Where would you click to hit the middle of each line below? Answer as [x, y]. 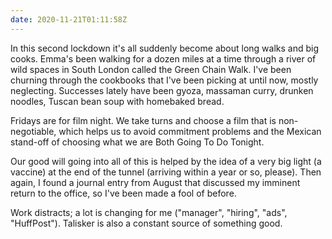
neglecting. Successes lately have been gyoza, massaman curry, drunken [162, 90]
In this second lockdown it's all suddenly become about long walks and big [164, 48]
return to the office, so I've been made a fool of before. [123, 193]
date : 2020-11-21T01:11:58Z [69, 19]
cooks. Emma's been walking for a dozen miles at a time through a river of [163, 58]
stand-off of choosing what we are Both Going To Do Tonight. [137, 142]
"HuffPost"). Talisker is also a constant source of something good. [146, 223]
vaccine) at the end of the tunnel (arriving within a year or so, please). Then [166, 172]
